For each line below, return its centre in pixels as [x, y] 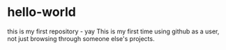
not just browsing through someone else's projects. [81, 38]
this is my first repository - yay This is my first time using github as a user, [113, 31]
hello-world [42, 12]
